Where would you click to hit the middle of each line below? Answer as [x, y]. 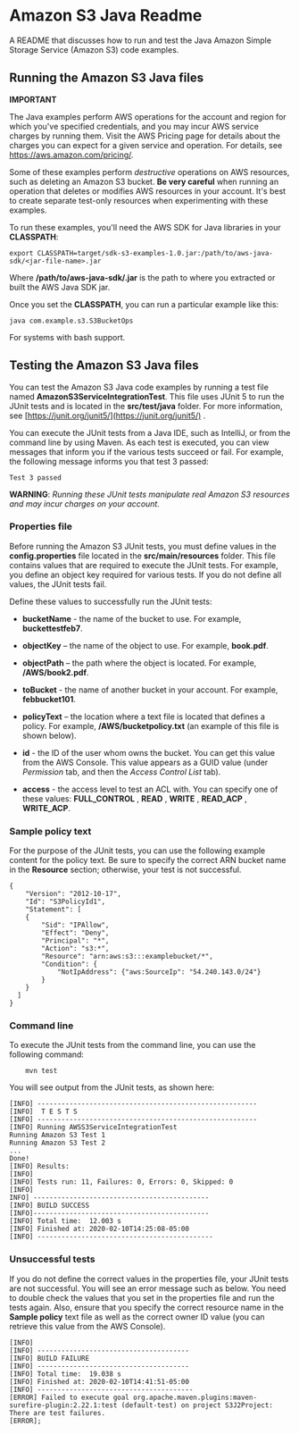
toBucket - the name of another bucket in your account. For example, [150, 690]
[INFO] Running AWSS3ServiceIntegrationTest [93, 1128]
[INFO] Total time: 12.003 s [66, 1221]
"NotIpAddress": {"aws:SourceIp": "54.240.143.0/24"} [159, 972]
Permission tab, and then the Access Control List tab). [121, 772]
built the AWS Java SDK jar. [60, 287]
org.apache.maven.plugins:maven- [195, 1397]
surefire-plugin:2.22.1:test [63, 1405]
